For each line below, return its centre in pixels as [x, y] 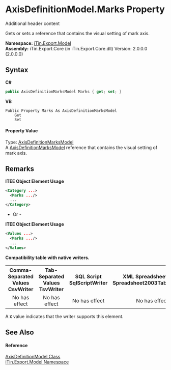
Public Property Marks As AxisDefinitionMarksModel [61, 110]
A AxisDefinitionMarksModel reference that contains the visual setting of [81, 147]
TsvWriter [51, 289]
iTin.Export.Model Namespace [37, 362]
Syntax [17, 70]
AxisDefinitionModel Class [33, 357]
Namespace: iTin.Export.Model [38, 43]
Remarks [20, 169]
